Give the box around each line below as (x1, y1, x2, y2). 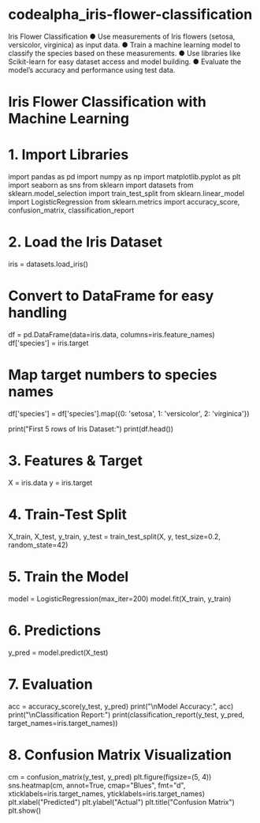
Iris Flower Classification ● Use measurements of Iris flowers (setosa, (8, 32, 236, 41)
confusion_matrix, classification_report (8, 205, 135, 215)
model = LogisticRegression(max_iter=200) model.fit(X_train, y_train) (8, 594, 232, 603)
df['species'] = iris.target (8, 338, 89, 348)
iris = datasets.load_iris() (8, 259, 89, 269)
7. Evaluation (8, 675, 93, 693)
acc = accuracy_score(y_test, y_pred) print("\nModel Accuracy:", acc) (8, 701, 234, 711)
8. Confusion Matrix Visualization (8, 746, 232, 764)
